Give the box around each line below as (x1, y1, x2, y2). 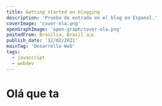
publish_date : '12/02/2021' (6, 37, 79, 44)
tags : (6, 49, 20, 55)
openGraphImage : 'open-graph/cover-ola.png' (6, 26, 122, 32)
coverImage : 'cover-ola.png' (6, 20, 81, 26)
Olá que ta (6, 86, 60, 100)
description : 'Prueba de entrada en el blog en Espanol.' (6, 15, 158, 21)
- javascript (12, 55, 45, 61)
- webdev (12, 60, 34, 66)
